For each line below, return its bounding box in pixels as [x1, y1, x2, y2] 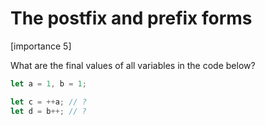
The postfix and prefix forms [10, 7, 253, 30]
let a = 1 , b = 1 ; [10, 78, 87, 89]
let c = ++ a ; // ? [10, 97, 87, 107]
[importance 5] [10, 40, 72, 52]
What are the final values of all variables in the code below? [10, 59, 256, 71]
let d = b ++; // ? [10, 106, 87, 116]
